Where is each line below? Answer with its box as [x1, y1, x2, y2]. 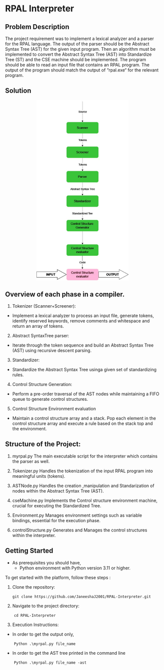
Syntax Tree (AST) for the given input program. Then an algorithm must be [5, 46, 156, 52]
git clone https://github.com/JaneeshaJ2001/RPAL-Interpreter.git [12, 594, 151, 599]
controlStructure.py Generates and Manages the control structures [12, 527, 147, 533]
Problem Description [5, 23, 70, 31]
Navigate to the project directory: [12, 602, 80, 609]
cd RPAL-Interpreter [14, 613, 56, 618]
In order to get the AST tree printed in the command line [12, 650, 126, 656]
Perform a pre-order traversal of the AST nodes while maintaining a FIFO [12, 390, 160, 397]
